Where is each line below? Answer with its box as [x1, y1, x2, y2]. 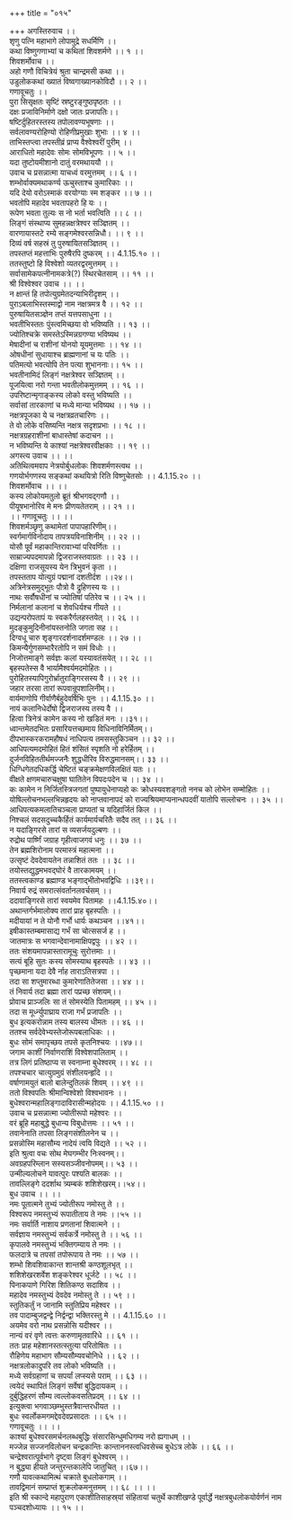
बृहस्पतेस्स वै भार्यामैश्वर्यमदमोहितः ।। [9, 662, 113, 673]
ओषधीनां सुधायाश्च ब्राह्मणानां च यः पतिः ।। [9, 350, 130, 360]
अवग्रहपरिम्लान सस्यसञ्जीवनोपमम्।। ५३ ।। [9, 1159, 138, 1169]
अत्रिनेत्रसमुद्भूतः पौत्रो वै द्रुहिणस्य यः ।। [9, 582, 120, 592]
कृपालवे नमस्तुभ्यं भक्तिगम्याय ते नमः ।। [9, 1240, 122, 1249]
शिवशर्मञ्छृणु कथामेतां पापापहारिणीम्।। [9, 521, 118, 531]
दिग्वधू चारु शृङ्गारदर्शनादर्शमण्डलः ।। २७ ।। [9, 633, 142, 643]
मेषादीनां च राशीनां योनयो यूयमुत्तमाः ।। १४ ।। [9, 339, 142, 350]
